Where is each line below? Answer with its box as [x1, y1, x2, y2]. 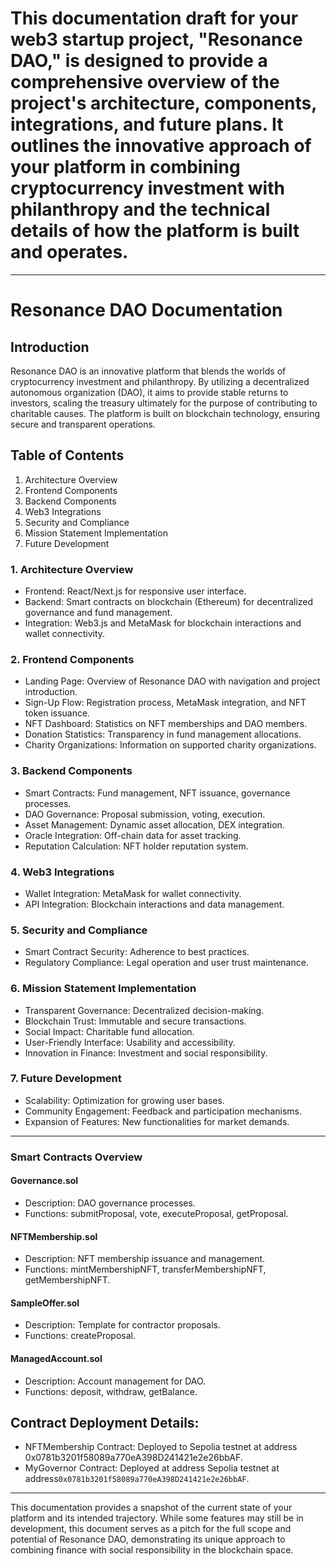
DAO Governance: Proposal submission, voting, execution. [24, 808, 266, 820]
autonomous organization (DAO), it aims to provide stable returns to [10, 386, 289, 398]
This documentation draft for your [10, 7, 299, 30]
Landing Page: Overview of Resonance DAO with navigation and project [24, 675, 321, 687]
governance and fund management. [24, 607, 173, 619]
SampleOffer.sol [10, 1297, 80, 1309]
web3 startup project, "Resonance [10, 28, 303, 51]
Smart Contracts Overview [10, 1150, 143, 1164]
